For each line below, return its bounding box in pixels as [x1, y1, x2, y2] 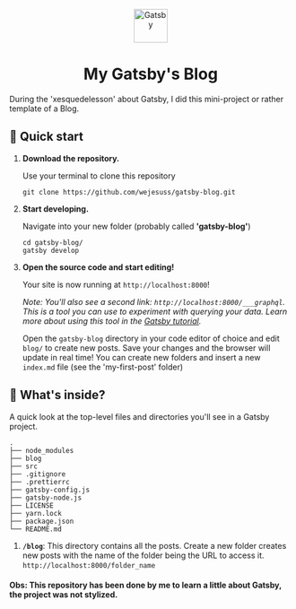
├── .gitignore [9, 469, 66, 479]
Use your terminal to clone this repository [22, 170, 177, 181]
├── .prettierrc [9, 477, 70, 486]
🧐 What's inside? [9, 387, 106, 403]
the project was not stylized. [9, 589, 118, 600]
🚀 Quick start [9, 129, 83, 144]
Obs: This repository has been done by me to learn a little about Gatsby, [9, 579, 283, 591]
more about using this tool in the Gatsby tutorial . [22, 315, 202, 326]
